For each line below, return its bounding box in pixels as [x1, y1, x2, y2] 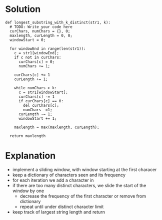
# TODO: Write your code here [9, 24, 72, 29]
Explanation [5, 150, 56, 162]
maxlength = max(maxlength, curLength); [14, 125, 99, 130]
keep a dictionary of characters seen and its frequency [12, 172, 126, 178]
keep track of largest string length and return [12, 209, 105, 215]
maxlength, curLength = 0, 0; [9, 33, 72, 38]
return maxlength [9, 133, 46, 138]
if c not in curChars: [14, 55, 61, 60]
